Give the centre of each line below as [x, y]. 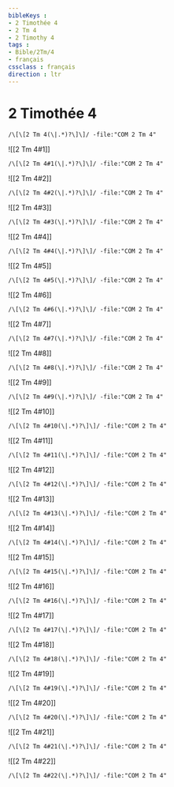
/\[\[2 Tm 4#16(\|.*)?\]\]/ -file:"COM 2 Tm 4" [88, 601]
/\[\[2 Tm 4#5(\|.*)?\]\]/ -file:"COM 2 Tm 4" [86, 280]
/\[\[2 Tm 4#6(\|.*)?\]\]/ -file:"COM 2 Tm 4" [86, 309]
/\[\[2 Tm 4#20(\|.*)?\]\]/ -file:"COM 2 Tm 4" [88, 717]
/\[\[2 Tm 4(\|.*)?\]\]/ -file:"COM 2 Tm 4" [82, 134]
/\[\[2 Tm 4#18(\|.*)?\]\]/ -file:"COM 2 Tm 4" [88, 659]
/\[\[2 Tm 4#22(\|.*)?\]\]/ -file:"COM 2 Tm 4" [88, 775]
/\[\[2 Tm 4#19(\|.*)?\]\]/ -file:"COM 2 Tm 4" [88, 688]
